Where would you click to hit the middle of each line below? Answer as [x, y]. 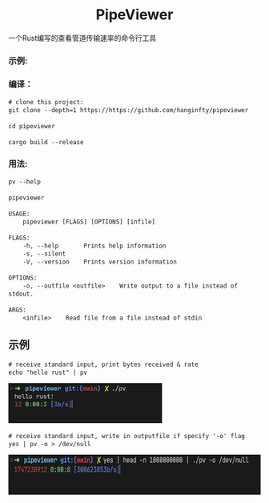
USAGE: [19, 214]
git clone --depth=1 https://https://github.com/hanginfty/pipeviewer [128, 111]
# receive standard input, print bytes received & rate [103, 365]
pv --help [25, 182]
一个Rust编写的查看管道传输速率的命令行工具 [82, 38]
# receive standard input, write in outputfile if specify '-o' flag [127, 437]
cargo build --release [46, 143]
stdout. [21, 294]
